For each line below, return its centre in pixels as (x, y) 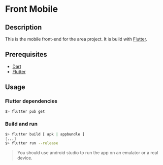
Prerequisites (26, 54)
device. (25, 158)
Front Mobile (32, 9)
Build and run (21, 124)
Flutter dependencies (31, 101)
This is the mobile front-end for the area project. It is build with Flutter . (76, 39)
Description (23, 27)
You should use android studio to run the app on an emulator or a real (88, 153)
